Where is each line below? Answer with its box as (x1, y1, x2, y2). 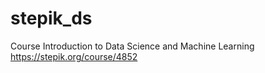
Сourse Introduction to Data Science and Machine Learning (10, 40, 255, 52)
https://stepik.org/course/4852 (10, 50, 138, 62)
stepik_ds (10, 7, 93, 30)
